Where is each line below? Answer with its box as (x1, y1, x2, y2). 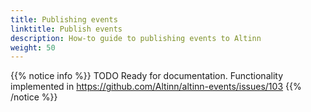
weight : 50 (10, 42, 56, 53)
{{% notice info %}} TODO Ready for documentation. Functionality (10, 70, 283, 82)
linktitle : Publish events (10, 24, 123, 34)
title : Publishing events (10, 14, 118, 25)
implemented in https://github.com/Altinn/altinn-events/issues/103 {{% (10, 81, 302, 93)
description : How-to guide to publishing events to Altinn (10, 33, 262, 43)
